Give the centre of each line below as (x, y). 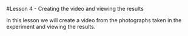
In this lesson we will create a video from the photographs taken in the (94, 20)
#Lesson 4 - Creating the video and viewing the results (75, 9)
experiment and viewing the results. (51, 27)
